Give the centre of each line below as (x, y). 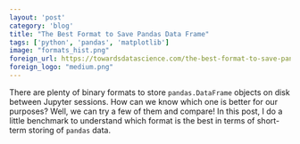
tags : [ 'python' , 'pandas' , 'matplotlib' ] (89, 42)
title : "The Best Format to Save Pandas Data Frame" (109, 34)
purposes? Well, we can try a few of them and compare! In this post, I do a (146, 111)
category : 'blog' (42, 26)
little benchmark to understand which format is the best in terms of (132, 120)
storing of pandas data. (70, 130)
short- (268, 120)
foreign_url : (33, 59)
